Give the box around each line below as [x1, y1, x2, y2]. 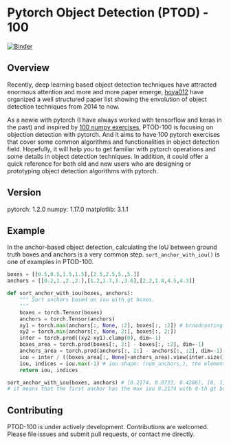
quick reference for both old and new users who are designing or [7, 160, 191, 168]
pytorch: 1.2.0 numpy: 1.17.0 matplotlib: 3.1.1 [7, 205, 129, 213]
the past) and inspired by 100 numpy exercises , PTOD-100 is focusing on [7, 122, 214, 131]
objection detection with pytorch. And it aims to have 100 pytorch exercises [7, 130, 221, 138]
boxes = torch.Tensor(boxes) [19, 309, 103, 316]
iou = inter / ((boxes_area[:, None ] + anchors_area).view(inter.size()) [19, 354, 229, 360]
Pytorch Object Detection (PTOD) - [7, 5, 209, 21]
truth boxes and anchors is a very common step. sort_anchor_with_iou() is [7, 250, 220, 259]
